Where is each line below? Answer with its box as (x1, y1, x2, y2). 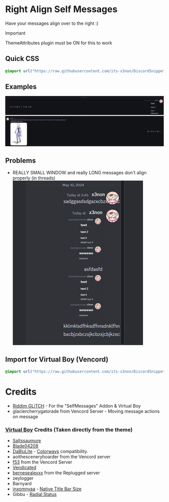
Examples (5, 82, 37, 91)
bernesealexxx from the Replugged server (12, 470, 101, 476)
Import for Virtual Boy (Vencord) (5, 355, 109, 364)
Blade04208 (12, 443, 39, 449)
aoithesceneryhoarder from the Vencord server (12, 454, 111, 460)
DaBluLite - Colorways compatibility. (12, 448, 89, 455)
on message (12, 413, 39, 420)
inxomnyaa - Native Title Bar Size (12, 486, 82, 492)
